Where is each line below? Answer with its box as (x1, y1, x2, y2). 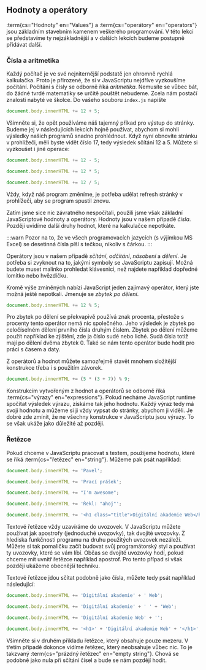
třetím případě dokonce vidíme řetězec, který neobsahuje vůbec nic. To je (6, 643, 193, 650)
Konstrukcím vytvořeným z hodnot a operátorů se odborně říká (6, 387, 166, 395)
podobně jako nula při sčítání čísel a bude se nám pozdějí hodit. (6, 656, 167, 664)
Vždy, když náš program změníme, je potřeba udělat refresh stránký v (6, 190, 183, 198)
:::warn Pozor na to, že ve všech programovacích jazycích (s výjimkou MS (6, 233, 193, 241)
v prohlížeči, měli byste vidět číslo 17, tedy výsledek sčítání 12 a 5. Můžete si (6, 138, 198, 146)
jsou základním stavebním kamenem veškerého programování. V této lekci (6, 28, 194, 35)
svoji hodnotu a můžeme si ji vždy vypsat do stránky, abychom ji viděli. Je (6, 407, 193, 414)
